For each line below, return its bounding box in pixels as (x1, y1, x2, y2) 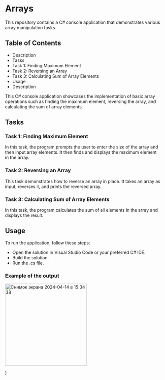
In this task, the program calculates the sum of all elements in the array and (5, 207, 158, 213)
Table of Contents (5, 39, 62, 47)
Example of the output (5, 272, 60, 279)
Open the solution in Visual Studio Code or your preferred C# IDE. (12, 249, 146, 255)
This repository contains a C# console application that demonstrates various (5, 19, 160, 25)
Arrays (5, 3, 33, 14)
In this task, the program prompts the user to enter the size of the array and (5, 144, 159, 150)
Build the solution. (12, 254, 49, 260)
